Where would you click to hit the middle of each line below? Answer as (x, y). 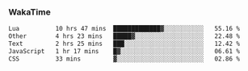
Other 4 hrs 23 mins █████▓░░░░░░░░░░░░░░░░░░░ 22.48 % (124, 36)
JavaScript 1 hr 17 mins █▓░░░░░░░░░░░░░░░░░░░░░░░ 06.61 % (124, 51)
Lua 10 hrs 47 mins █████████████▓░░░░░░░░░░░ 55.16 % (124, 29)
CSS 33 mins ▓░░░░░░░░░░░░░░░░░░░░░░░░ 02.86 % (124, 59)
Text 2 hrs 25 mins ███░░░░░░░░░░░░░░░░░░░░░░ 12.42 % (124, 44)
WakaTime (29, 12)
